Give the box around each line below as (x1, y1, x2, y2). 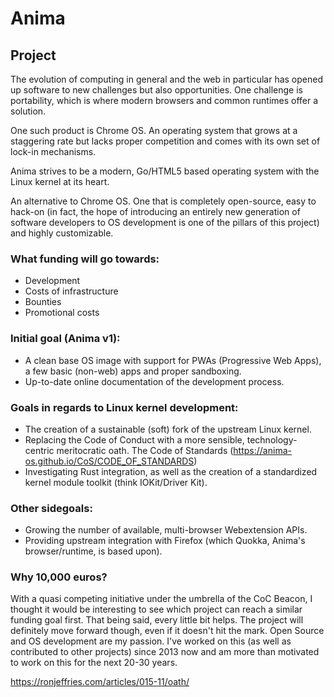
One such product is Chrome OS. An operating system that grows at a (10, 125, 298, 136)
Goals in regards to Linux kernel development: (10, 400, 239, 414)
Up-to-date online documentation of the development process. (24, 375, 285, 387)
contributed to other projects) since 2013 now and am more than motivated (10, 646, 320, 658)
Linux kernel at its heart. (10, 176, 110, 187)
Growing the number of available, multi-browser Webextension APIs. (24, 524, 308, 536)
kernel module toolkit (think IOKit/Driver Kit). (24, 476, 208, 488)
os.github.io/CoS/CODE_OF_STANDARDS (24, 455, 195, 467)
